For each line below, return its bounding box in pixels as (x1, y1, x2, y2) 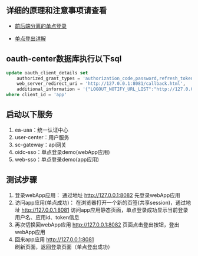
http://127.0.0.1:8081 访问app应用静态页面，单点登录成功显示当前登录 (21, 206, 189, 214)
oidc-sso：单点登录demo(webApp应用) (14, 148, 110, 155)
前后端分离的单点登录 (14, 22, 67, 29)
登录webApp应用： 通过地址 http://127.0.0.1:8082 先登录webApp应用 (14, 191, 181, 199)
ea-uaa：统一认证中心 (14, 126, 69, 133)
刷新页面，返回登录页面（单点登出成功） (14, 243, 113, 250)
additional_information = (16, 86, 81, 93)
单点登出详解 (14, 35, 46, 42)
